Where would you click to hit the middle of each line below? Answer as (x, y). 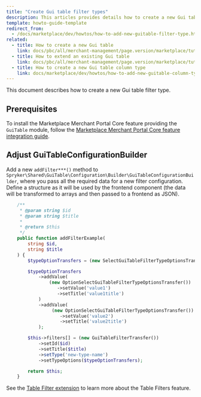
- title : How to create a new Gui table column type (79, 67)
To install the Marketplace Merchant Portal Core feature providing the (92, 124)
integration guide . (28, 136)
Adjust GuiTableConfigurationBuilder (77, 155)
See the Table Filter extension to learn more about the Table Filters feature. (99, 388)
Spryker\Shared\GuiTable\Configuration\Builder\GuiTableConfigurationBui (100, 175)
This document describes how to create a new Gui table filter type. (89, 90)
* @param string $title (49, 216)
